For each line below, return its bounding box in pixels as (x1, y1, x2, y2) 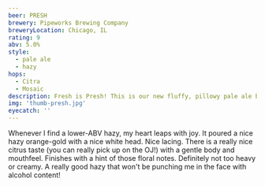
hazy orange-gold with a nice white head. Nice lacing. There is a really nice (8, 137, 253, 146)
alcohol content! (8, 170, 61, 180)
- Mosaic (15, 84, 44, 93)
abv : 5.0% (8, 41, 41, 49)
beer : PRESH (8, 11, 47, 20)
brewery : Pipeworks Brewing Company (8, 19, 129, 27)
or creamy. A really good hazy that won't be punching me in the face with (8, 162, 247, 171)
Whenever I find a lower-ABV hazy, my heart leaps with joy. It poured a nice (8, 128, 254, 138)
